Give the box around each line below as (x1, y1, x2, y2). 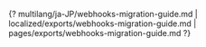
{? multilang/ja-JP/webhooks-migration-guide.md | (8, 9, 198, 19)
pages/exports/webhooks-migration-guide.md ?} (8, 28, 192, 38)
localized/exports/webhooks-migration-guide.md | (8, 18, 197, 29)
